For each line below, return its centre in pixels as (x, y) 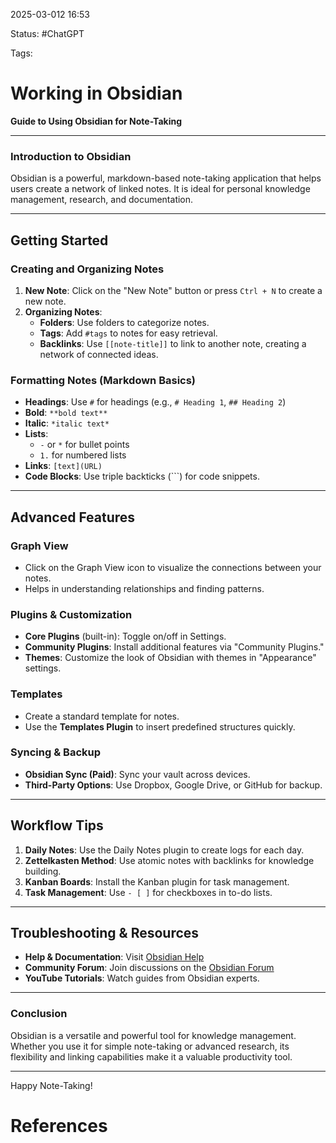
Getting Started (59, 240)
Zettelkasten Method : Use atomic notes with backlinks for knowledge (169, 860)
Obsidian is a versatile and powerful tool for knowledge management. (153, 1035)
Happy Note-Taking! (51, 1085)
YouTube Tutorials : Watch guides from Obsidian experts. (142, 978)
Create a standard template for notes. (102, 716)
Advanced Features (73, 517)
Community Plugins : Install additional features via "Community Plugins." (174, 647)
